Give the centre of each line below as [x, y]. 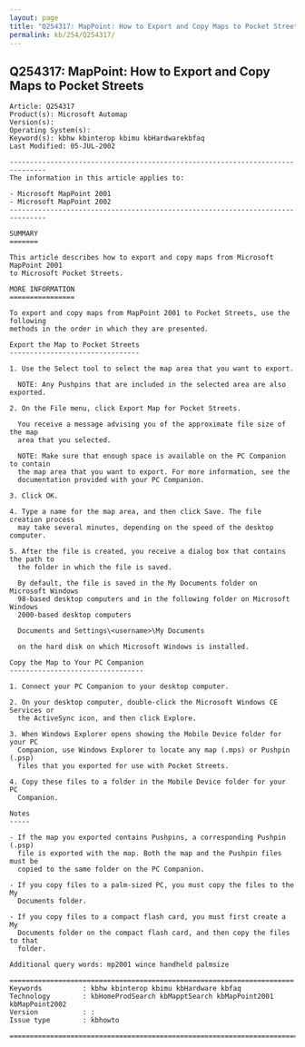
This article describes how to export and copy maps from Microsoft [142, 258]
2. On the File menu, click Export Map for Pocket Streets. [126, 409]
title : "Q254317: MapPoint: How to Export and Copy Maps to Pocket [140, 26]
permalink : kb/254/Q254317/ [63, 35]
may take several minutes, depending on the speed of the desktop [146, 528]
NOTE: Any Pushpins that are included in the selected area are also [152, 385]
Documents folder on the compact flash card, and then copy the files [154, 933]
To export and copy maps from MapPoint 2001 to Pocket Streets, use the [150, 313]
